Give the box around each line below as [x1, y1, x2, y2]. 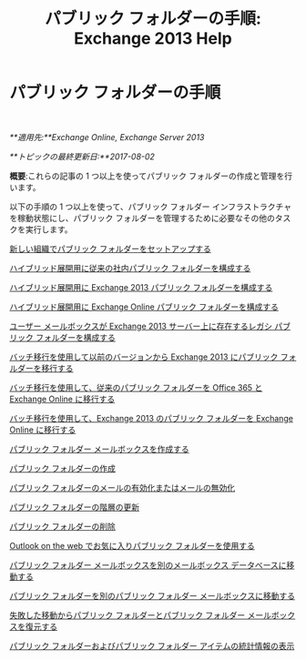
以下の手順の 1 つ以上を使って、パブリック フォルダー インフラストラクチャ [9, 201, 292, 212]
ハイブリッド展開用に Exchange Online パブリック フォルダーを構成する [9, 301, 280, 312]
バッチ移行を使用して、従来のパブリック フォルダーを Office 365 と [9, 381, 263, 392]
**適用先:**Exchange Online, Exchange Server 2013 [9, 131, 205, 142]
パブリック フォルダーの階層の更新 [9, 502, 139, 513]
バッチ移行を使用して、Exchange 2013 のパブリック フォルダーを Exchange [9, 412, 294, 423]
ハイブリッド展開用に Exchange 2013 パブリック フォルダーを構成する [9, 281, 273, 292]
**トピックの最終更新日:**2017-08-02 [9, 151, 155, 162]
